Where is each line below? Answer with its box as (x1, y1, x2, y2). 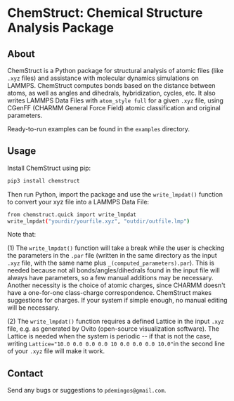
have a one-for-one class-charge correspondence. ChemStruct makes (7, 289, 212, 297)
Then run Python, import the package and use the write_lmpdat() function (7, 190, 223, 198)
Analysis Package (7, 20, 115, 36)
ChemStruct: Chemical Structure (7, 5, 203, 21)
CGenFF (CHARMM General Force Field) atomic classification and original (7, 104, 221, 112)
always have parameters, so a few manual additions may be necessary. (7, 274, 214, 282)
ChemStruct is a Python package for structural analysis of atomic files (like (7, 67, 223, 74)
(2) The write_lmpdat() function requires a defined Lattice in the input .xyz (7, 317, 225, 326)
